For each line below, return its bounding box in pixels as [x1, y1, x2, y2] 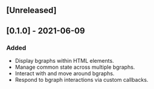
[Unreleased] [6, 5, 57, 16]
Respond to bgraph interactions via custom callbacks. [14, 76, 149, 84]
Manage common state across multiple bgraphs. [14, 63, 135, 71]
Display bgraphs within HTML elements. [14, 57, 114, 65]
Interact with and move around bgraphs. [14, 70, 115, 77]
